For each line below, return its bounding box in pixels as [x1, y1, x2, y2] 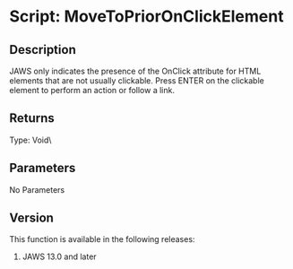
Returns [9, 110, 56, 126]
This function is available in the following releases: [9, 234, 195, 245]
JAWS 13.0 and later [22, 251, 97, 262]
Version [9, 211, 54, 226]
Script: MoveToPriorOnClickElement [9, 6, 284, 27]
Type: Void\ [9, 134, 52, 145]
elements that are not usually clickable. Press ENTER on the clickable [9, 75, 264, 86]
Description [9, 42, 76, 57]
